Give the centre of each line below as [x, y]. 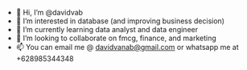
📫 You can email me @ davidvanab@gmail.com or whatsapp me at [127, 47]
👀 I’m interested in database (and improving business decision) [120, 21]
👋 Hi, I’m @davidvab [49, 12]
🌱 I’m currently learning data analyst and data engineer [107, 29]
